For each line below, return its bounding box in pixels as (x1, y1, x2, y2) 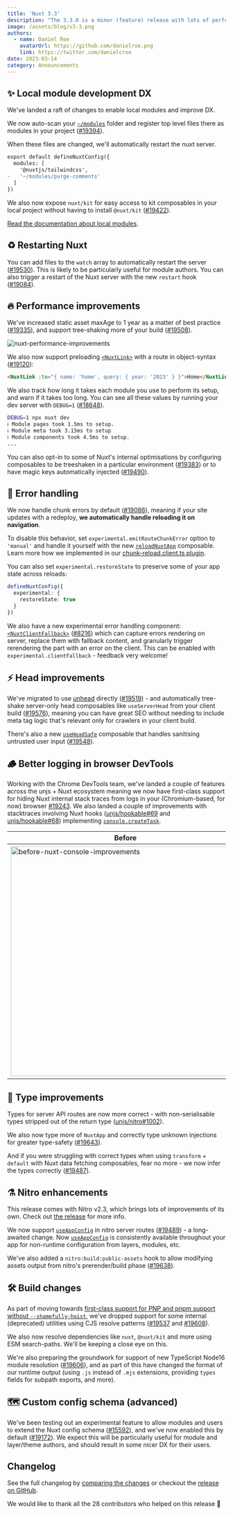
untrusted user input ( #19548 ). (7, 737, 95, 745)
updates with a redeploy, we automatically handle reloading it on (7, 513, 196, 521)
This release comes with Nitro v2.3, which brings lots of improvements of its (7, 1205, 225, 1213)
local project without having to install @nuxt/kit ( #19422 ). (7, 206, 171, 214)
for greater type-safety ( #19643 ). (7, 1138, 103, 1146)
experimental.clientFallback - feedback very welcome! (7, 651, 169, 660)
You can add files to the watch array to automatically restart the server (7, 258, 207, 266)
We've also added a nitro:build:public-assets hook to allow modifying (7, 1254, 213, 1262)
